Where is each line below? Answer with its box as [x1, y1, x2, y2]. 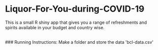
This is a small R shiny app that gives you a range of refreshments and [5, 19, 147, 25]
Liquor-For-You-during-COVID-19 [5, 3, 145, 15]
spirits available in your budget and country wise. [5, 24, 105, 30]
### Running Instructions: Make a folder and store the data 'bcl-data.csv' [5, 39, 154, 45]
